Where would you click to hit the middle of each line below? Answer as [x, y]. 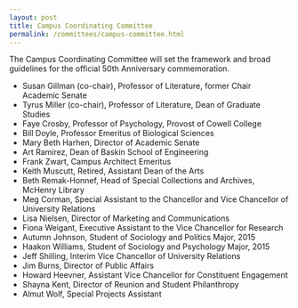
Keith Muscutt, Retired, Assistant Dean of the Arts [113, 171]
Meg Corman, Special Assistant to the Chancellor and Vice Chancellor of [155, 199]
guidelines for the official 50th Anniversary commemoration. [119, 69]
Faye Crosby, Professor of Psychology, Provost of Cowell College [142, 124]
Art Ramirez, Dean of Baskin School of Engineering [115, 152]
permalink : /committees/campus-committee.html [97, 34]
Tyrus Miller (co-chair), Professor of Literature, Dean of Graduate [141, 105]
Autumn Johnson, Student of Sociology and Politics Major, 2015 [139, 238]
